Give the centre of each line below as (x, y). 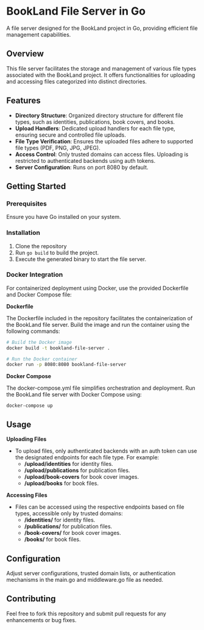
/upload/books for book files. (62, 484)
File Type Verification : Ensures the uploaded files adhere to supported (104, 141)
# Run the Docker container (42, 359)
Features (23, 101)
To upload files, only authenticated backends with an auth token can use (106, 451)
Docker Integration (35, 274)
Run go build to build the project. (57, 252)
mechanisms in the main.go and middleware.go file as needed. (85, 579)
